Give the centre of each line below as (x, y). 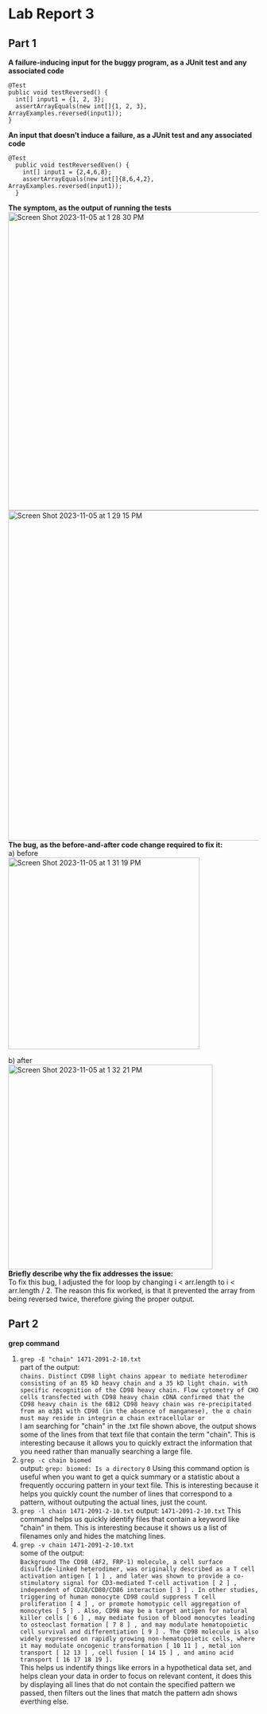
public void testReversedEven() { (72, 165)
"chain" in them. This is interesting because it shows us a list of (124, 1528)
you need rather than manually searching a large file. (106, 1451)
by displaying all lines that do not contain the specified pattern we (128, 1684)
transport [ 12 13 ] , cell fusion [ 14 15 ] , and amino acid (127, 1653)
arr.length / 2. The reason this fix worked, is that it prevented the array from (132, 1290)
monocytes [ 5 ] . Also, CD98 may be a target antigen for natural (133, 1610)
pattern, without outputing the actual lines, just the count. (114, 1502)
